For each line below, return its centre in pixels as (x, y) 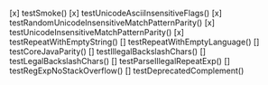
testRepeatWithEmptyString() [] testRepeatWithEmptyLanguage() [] (134, 42)
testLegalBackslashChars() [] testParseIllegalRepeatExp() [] (120, 61)
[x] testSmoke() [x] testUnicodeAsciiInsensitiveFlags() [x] (116, 13)
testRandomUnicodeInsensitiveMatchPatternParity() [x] (112, 23)
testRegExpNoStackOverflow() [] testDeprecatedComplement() (127, 71)
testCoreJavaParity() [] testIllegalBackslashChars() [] (107, 52)
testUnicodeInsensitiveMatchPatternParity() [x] (97, 32)
